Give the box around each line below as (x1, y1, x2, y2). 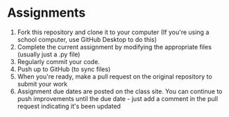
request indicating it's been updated (17, 102, 121, 110)
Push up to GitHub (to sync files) (17, 65, 111, 73)
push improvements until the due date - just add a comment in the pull (17, 94, 219, 102)
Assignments (7, 5, 86, 21)
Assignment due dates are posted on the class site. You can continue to (17, 87, 223, 95)
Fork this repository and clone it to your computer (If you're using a (17, 28, 210, 36)
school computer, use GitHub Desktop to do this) (17, 35, 158, 43)
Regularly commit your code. (17, 57, 101, 65)
